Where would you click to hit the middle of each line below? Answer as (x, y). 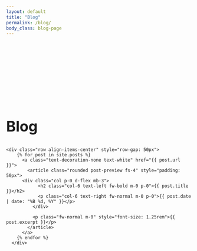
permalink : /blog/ (29, 22)
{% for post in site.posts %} (54, 155)
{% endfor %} (33, 237)
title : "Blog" (24, 17)
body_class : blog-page (34, 28)
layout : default (26, 12)
